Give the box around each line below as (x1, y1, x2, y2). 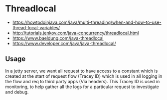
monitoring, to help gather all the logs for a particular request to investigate (5, 84, 160, 90)
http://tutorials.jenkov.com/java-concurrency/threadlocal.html (12, 30, 139, 36)
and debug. (5, 89, 29, 95)
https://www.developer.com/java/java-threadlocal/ (12, 40, 116, 46)
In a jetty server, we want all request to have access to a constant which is (5, 68, 158, 74)
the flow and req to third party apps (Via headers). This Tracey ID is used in (5, 78, 160, 84)
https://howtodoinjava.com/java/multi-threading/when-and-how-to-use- (12, 19, 162, 25)
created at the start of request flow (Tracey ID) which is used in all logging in (5, 73, 163, 79)
